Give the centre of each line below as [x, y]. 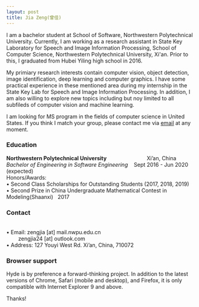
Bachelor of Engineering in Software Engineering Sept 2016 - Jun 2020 [97, 164]
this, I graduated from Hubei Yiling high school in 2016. [74, 61]
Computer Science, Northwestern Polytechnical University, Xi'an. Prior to [97, 54]
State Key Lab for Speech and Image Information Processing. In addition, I [98, 92]
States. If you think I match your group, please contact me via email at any [99, 123]
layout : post [23, 12]
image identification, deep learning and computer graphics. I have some [96, 79]
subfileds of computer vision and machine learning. [70, 104]
